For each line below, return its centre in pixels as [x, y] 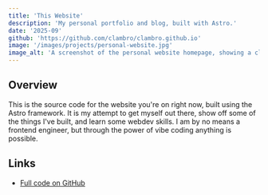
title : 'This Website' [46, 16]
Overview [33, 85]
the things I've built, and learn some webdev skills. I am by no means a [124, 121]
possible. [23, 138]
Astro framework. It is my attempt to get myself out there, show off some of [132, 113]
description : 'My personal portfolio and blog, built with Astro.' [123, 23]
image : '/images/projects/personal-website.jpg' [91, 46]
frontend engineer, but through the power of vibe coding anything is [120, 129]
